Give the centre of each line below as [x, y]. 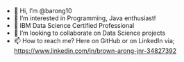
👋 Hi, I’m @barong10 [43, 11]
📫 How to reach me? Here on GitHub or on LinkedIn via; [94, 41]
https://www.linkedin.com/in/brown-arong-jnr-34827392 [95, 51]
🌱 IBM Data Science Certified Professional [74, 25]
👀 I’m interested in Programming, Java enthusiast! [85, 18]
